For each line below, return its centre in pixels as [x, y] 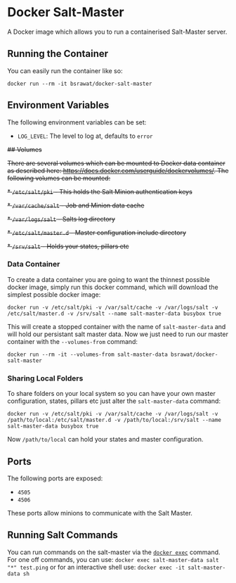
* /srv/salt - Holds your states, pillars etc [68, 246]
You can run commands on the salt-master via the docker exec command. [114, 552]
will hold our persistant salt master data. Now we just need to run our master [118, 334]
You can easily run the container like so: [65, 70]
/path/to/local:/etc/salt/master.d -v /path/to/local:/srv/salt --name [114, 420]
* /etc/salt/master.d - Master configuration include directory [97, 232]
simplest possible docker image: [54, 294]
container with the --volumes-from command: [73, 341]
